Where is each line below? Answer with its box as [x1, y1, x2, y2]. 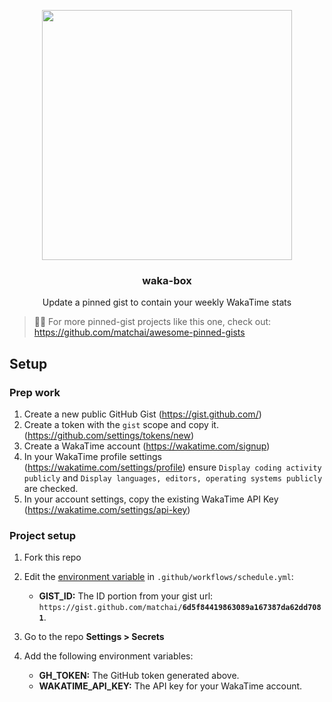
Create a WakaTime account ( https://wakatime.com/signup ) [23, 440, 271, 452]
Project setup [9, 528, 76, 542]
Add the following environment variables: [23, 650, 194, 662]
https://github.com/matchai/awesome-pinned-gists [33, 326, 246, 339]
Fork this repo [23, 551, 82, 564]
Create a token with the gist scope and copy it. [23, 418, 219, 430]
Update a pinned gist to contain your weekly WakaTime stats [42, 296, 292, 309]
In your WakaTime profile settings [23, 450, 162, 462]
